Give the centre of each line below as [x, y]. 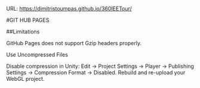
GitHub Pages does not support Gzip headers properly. [74, 43]
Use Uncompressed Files [37, 55]
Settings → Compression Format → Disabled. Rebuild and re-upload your [96, 73]
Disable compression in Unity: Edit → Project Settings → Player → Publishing [100, 66]
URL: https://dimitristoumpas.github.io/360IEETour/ [69, 9]
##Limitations [23, 32]
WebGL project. [25, 79]
